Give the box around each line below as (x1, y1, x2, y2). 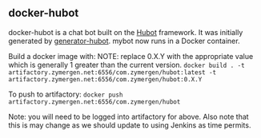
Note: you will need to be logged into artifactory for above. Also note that (8, 112, 250, 121)
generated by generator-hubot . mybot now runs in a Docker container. (8, 36, 240, 45)
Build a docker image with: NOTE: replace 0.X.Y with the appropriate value (8, 51, 254, 61)
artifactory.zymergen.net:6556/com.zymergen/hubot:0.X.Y (8, 75, 203, 83)
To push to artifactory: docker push (8, 89, 123, 99)
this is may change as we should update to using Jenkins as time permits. (8, 120, 251, 130)
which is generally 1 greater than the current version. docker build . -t (8, 60, 246, 69)
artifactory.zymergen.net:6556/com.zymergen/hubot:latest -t (8, 68, 217, 77)
